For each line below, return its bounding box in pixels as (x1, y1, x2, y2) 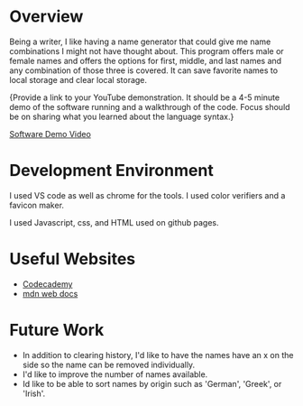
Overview (9, 6, 84, 27)
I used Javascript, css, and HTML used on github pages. (9, 217, 219, 227)
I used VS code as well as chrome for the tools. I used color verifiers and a (9, 189, 286, 200)
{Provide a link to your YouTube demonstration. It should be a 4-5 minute (9, 92, 280, 103)
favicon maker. (9, 199, 65, 210)
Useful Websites (9, 249, 136, 270)
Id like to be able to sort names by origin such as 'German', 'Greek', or (22, 378, 282, 389)
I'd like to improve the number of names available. (22, 368, 208, 380)
